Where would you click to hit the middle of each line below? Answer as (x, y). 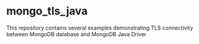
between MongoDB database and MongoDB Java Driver (76, 34)
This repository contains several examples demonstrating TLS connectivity (100, 28)
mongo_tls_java (47, 11)
